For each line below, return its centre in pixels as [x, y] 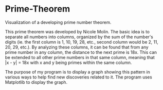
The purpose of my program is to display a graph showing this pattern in [78, 72]
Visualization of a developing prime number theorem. [58, 22]
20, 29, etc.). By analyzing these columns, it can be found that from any [77, 47]
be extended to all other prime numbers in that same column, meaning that [80, 57]
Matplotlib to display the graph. [36, 82]
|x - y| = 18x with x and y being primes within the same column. [69, 62]
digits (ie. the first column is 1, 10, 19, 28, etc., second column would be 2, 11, [82, 42]
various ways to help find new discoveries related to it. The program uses [79, 77]
